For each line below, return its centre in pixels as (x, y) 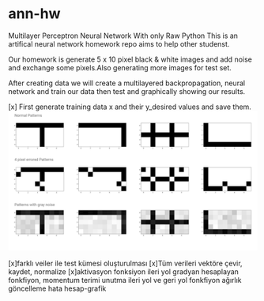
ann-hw (34, 14)
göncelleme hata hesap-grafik (57, 288)
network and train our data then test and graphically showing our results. (127, 91)
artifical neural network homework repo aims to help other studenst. (119, 43)
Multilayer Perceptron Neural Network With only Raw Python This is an (123, 36)
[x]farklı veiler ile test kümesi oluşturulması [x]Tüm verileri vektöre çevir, (125, 263)
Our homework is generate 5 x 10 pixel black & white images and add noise (130, 59)
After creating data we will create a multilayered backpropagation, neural (127, 83)
